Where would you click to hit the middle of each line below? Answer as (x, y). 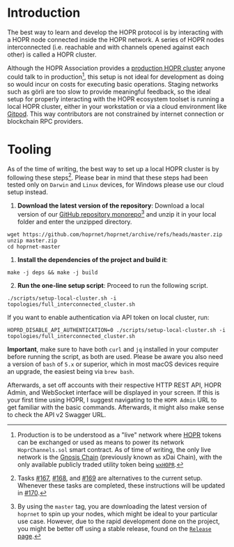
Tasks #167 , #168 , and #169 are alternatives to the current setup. (110, 478)
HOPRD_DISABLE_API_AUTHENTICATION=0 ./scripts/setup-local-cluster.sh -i (117, 330)
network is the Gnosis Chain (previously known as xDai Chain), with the (120, 457)
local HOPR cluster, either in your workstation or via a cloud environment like (117, 106)
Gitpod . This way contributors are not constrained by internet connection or (116, 114)
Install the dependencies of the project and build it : (93, 259)
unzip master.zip (32, 240)
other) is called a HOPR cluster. (52, 54)
